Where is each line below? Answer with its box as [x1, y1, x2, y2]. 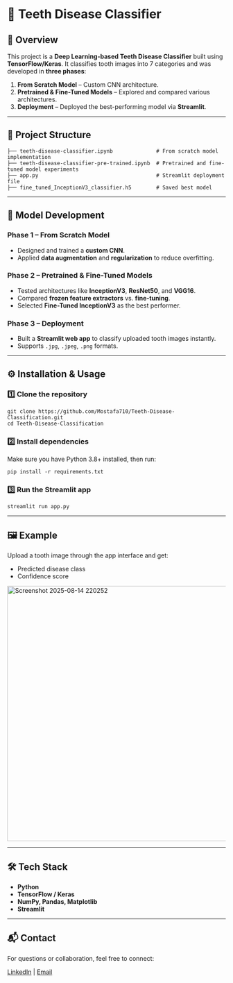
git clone [7, 408, 36, 415]
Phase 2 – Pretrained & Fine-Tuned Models [7, 271, 153, 280]
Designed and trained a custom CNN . [17, 246, 126, 254]
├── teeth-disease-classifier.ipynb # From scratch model [7, 147, 218, 155]
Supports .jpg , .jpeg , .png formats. [17, 342, 119, 350]
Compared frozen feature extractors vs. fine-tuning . [17, 294, 171, 302]
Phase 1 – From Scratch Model [7, 230, 110, 240]
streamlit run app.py [7, 503, 70, 510]
